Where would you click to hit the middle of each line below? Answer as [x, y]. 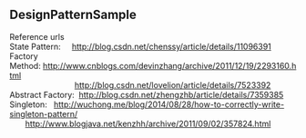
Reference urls [37, 36]
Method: [25, 65]
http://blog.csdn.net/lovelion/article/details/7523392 [173, 84]
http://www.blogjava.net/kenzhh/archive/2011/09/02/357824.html [148, 123]
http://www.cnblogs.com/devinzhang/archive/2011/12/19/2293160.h [169, 65]
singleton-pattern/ [44, 113]
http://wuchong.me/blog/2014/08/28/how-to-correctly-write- [169, 104]
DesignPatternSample [73, 15]
